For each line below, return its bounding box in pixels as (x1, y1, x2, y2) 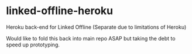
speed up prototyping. (6, 41, 60, 48)
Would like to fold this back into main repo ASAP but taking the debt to (6, 35, 176, 42)
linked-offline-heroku (6, 4, 114, 18)
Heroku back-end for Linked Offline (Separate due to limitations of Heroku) (6, 23, 187, 31)
